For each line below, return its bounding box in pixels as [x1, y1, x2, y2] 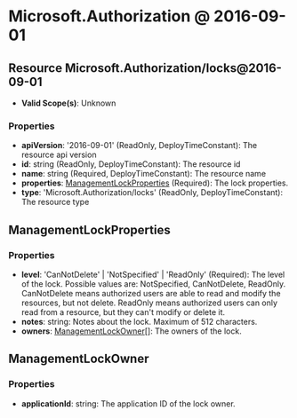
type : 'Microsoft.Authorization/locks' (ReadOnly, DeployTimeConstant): [20, 187, 284, 198]
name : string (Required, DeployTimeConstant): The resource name [20, 169, 267, 179]
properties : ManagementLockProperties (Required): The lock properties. [20, 177, 289, 188]
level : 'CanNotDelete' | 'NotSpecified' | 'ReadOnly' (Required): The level [20, 269, 285, 280]
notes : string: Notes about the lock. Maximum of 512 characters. [20, 316, 258, 327]
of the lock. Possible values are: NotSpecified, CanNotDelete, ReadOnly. [20, 278, 286, 289]
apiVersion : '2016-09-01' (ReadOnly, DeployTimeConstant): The [20, 140, 258, 151]
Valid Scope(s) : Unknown [20, 98, 116, 108]
